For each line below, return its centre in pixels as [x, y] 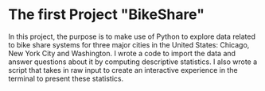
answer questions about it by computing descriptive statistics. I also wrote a [133, 62]
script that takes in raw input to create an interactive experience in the [123, 70]
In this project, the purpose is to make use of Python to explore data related [132, 36]
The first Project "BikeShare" [107, 15]
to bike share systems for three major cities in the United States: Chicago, [129, 44]
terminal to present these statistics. [66, 78]
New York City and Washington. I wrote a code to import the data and [122, 53]
